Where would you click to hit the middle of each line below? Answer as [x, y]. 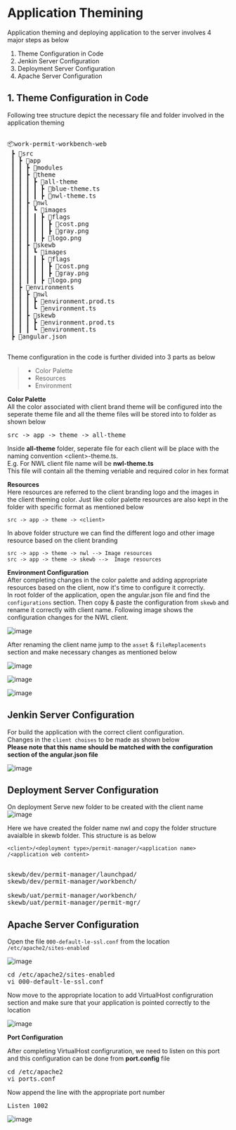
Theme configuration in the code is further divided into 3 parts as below [111, 357]
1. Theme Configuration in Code [78, 98]
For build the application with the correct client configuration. [96, 732]
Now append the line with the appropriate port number [86, 1093]
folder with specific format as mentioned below [76, 507]
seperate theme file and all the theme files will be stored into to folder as [112, 414]
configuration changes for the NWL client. [68, 617]
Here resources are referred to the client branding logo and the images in [113, 492]
